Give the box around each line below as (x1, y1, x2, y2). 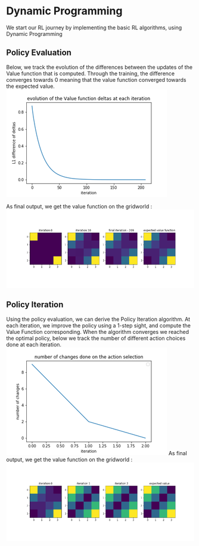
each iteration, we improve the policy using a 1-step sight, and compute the (6, 321, 191, 329)
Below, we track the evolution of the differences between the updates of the (6, 63, 192, 70)
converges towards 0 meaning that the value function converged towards (6, 76, 186, 83)
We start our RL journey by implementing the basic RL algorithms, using (6, 24, 182, 31)
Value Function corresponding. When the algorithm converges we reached (6, 328, 189, 335)
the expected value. (6, 82, 55, 90)
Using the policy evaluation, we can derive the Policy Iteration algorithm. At (6, 315, 191, 323)
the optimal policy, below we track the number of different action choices (6, 335, 186, 342)
